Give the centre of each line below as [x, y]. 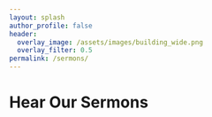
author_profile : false [51, 26]
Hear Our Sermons [79, 102]
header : [23, 34]
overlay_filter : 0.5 [55, 51]
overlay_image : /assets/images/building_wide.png [110, 42]
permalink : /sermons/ [49, 58]
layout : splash [37, 17]
